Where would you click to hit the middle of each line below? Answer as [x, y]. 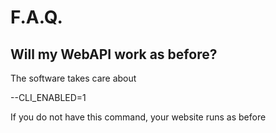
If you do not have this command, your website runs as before [138, 117]
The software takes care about [73, 78]
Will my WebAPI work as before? [114, 54]
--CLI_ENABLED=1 [48, 97]
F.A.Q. [36, 17]
